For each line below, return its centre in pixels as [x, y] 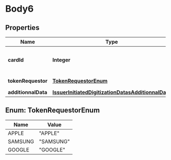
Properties [22, 28]
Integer [62, 60]
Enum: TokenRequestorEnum [53, 110]
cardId [16, 60]
